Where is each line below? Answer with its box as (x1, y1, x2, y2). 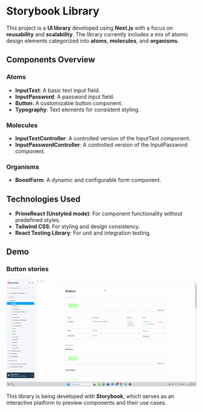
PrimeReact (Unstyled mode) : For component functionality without (14, 210, 183, 217)
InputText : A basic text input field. (14, 87, 100, 94)
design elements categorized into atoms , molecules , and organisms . (6, 37, 179, 44)
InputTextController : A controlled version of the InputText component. (14, 134, 191, 142)
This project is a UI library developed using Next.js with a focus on (6, 24, 173, 31)
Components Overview (6, 54, 95, 65)
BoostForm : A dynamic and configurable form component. (14, 177, 161, 184)
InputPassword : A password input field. (14, 93, 115, 100)
